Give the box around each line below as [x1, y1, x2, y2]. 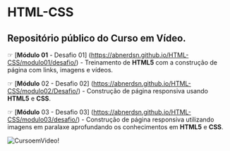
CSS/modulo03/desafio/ [7, 115, 78, 124]
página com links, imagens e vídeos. [7, 66, 114, 74]
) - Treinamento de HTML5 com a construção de [76, 58, 217, 67]
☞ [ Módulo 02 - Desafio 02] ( [7, 79, 94, 88]
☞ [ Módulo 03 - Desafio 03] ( [7, 108, 94, 116]
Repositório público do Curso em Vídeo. [7, 32, 186, 44]
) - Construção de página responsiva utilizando [77, 115, 214, 124]
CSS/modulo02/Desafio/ [7, 87, 79, 95]
